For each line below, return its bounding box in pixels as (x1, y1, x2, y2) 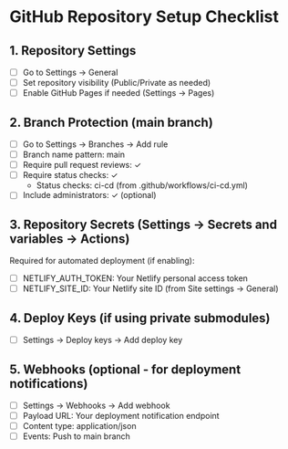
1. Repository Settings (9, 43, 137, 58)
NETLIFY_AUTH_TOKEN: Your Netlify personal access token (22, 273, 249, 284)
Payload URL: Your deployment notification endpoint (22, 411, 221, 421)
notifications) (9, 376, 88, 392)
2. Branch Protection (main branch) (9, 114, 214, 130)
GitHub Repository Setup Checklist (9, 6, 280, 27)
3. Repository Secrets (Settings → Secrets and (9, 216, 278, 232)
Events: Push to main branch (22, 431, 130, 442)
